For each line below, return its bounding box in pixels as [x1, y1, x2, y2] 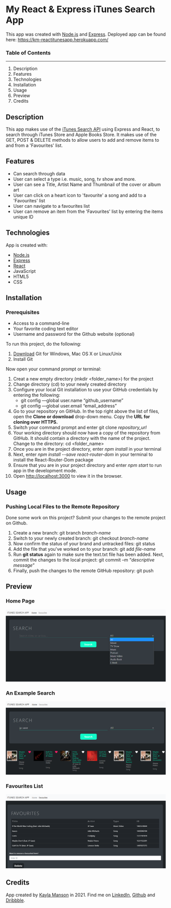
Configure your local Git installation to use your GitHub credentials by [13, 387, 158, 393]
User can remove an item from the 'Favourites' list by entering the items [13, 208, 163, 214]
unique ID [13, 213, 33, 220]
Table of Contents [6, 49, 51, 56]
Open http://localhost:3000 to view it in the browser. [13, 473, 123, 479]
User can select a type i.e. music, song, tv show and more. [13, 176, 136, 182]
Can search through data [13, 170, 65, 176]
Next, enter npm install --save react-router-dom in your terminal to [13, 451, 153, 458]
